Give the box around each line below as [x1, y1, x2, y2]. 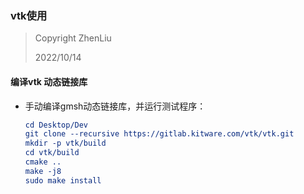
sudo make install [24, 175, 102, 186]
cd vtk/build [24, 148, 80, 158]
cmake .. [24, 157, 62, 167]
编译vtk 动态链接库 [10, 75, 88, 87]
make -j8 [24, 166, 62, 176]
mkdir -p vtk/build [24, 138, 107, 149]
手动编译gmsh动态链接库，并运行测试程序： [24, 100, 207, 112]
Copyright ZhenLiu [34, 32, 112, 44]
